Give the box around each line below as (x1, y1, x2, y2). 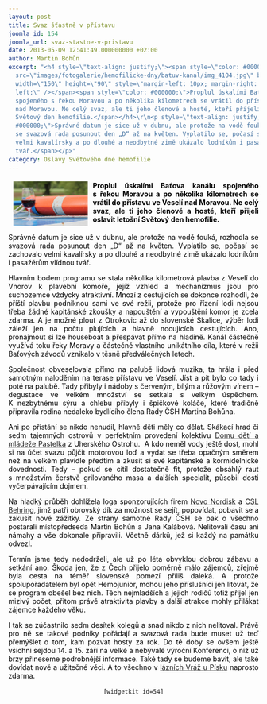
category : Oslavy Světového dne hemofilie (8, 155, 151, 163)
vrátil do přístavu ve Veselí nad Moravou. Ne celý (92, 198, 259, 207)
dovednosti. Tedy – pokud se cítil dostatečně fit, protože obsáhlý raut (8, 464, 259, 474)
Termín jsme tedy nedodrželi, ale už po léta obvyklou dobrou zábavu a (8, 554, 259, 563)
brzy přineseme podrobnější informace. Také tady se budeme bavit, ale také (8, 654, 259, 663)
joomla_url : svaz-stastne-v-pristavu (8, 38, 133, 46)
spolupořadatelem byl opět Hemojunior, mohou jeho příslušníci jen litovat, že (8, 579, 259, 589)
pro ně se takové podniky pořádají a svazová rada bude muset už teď (8, 629, 259, 638)
